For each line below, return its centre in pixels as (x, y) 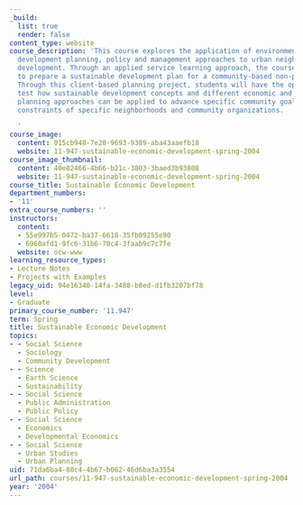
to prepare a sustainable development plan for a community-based (145, 77)
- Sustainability (50, 386)
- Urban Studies (48, 453)
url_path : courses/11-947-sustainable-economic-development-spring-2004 (149, 479)
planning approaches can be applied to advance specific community (147, 101)
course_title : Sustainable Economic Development (102, 185)
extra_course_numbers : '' (58, 210)
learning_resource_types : (58, 261)
